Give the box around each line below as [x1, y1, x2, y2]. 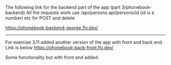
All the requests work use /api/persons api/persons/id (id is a [26, 10, 154, 16]
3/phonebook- [121, 5, 152, 10]
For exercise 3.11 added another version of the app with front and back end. [5, 39, 164, 45]
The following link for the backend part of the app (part [5, 5, 121, 10]
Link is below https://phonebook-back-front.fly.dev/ [5, 45, 113, 50]
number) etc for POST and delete [5, 15, 75, 21]
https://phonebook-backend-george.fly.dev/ [5, 25, 98, 31]
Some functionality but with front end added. [5, 54, 99, 60]
